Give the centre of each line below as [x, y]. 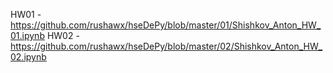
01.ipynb [27, 35]
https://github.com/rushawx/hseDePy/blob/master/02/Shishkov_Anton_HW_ [166, 46]
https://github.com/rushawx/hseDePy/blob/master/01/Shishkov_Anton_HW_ [166, 25]
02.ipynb [28, 57]
